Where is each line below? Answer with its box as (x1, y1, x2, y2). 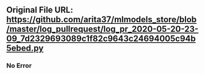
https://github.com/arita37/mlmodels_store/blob (6, 15, 197, 25)
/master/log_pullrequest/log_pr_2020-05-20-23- (6, 24, 199, 34)
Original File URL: (6, 5, 73, 15)
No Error (6, 61, 32, 70)
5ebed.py (6, 43, 44, 54)
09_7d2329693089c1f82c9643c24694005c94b (6, 34, 196, 44)
